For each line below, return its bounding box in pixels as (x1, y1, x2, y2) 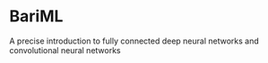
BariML (9, 6, 64, 27)
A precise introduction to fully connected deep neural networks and (9, 35, 260, 46)
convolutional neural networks (9, 44, 121, 55)
